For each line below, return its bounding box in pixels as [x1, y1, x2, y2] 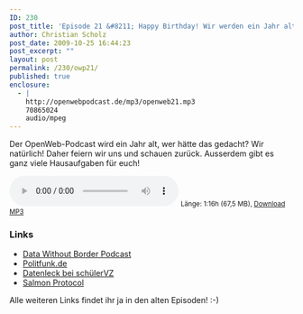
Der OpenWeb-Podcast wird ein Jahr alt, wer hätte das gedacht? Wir [9, 139, 264, 150]
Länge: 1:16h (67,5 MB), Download [179, 199, 286, 208]
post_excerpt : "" [9, 47, 75, 56]
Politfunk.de [22, 258, 68, 269]
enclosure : [9, 80, 50, 89]
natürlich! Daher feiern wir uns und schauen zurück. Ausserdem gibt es [9, 148, 275, 159]
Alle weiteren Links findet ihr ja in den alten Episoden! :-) [9, 295, 219, 306]
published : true [9, 72, 70, 81]
